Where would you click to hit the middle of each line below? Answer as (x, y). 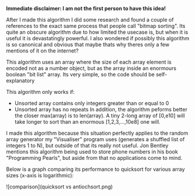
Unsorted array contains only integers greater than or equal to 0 (92, 103)
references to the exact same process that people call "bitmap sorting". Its (96, 26)
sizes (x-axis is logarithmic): (40, 175)
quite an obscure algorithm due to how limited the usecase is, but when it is (97, 32)
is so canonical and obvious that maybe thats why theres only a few (88, 44)
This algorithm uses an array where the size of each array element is (89, 62)
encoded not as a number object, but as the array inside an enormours (91, 68)
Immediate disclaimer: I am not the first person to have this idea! (86, 8)
